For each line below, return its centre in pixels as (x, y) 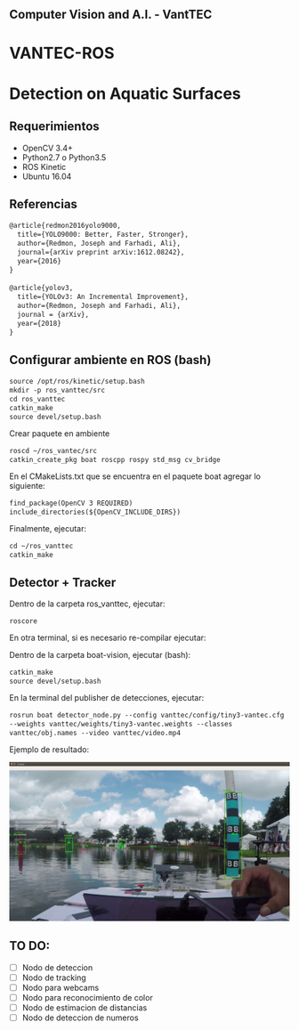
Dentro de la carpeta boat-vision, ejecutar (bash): (100, 655)
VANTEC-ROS (62, 53)
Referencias (44, 204)
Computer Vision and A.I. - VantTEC (111, 15)
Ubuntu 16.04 (47, 176)
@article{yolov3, (41, 288)
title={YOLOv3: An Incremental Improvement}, (103, 297)
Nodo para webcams (61, 987)
